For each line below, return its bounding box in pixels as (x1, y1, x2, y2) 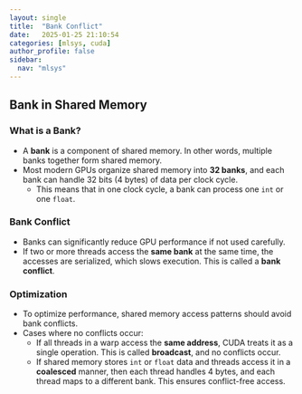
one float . (35, 193, 76, 204)
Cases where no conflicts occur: (22, 328, 144, 339)
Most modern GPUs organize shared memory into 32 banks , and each (22, 164, 285, 175)
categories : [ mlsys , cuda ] (9, 38, 111, 48)
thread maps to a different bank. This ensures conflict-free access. (35, 376, 287, 387)
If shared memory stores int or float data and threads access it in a (35, 357, 291, 368)
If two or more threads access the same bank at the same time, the (22, 245, 274, 256)
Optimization (9, 287, 68, 300)
